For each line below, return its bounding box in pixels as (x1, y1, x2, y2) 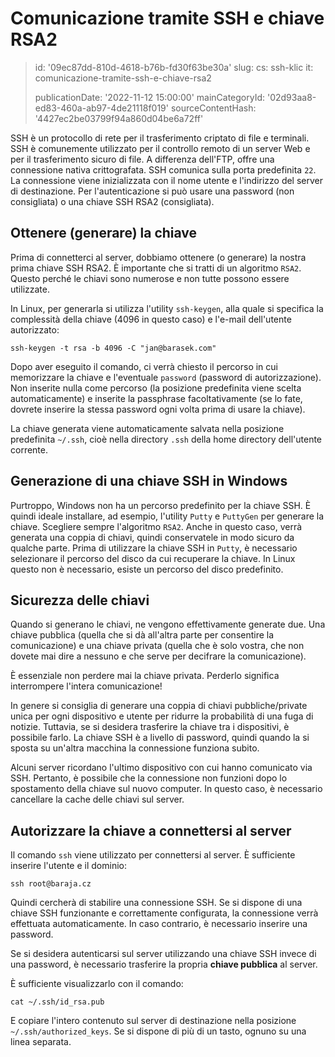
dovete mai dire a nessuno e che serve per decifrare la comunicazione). (10, 650, 307, 662)
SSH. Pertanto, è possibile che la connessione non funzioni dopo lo (10, 772, 288, 784)
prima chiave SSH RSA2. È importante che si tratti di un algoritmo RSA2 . (10, 262, 302, 274)
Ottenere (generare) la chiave (10, 225, 198, 242)
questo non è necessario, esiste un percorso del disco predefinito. (10, 563, 284, 575)
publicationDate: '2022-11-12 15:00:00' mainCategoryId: (34, 91, 266, 103)
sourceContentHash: (170, 102, 257, 114)
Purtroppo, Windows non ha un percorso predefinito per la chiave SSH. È (10, 499, 312, 511)
